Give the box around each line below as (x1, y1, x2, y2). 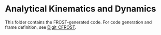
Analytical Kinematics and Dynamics (5, 3, 156, 14)
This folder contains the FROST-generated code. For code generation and (5, 19, 152, 25)
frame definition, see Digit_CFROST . (5, 24, 76, 30)
